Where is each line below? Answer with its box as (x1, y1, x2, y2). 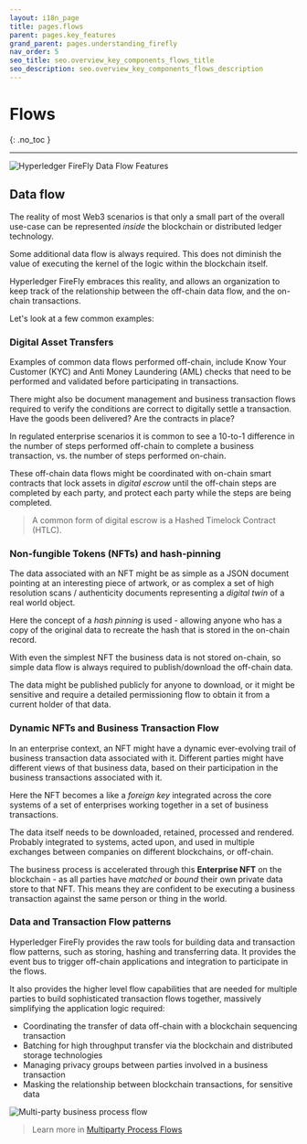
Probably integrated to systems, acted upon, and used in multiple (9, 836, 255, 847)
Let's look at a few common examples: (9, 313, 154, 324)
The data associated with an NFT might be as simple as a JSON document (9, 568, 290, 579)
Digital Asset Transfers (9, 336, 114, 348)
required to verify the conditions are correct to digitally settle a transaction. (9, 403, 292, 414)
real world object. (9, 597, 76, 608)
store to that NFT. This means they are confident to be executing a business (9, 883, 295, 894)
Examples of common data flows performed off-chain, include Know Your (9, 356, 287, 367)
